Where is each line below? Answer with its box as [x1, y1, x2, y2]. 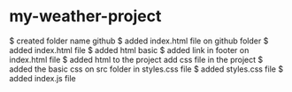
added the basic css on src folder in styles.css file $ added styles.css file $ [9, 64, 284, 74]
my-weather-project [9, 6, 162, 27]
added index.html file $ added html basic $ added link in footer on [9, 44, 250, 55]
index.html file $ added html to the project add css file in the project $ [9, 54, 264, 65]
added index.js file [9, 73, 77, 83]
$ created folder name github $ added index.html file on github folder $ [9, 35, 269, 46]
